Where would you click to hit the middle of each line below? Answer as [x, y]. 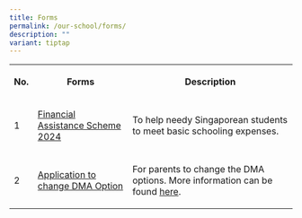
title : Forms [34, 17]
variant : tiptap [40, 43]
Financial [57, 115]
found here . [156, 192]
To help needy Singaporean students [209, 120]
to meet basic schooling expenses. [205, 131]
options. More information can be [202, 180]
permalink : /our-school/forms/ [68, 26]
